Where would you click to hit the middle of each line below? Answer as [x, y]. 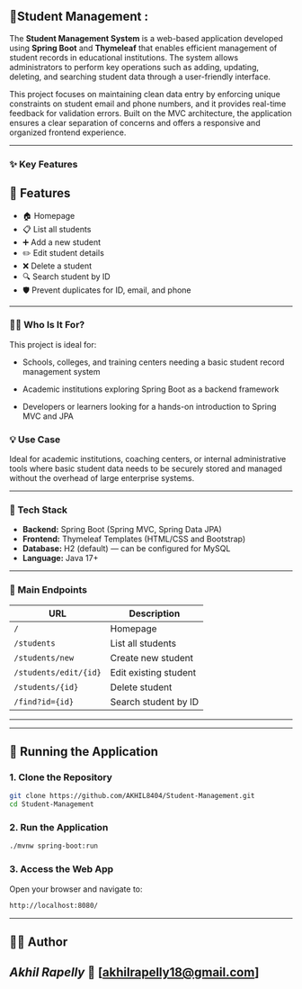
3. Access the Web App [62, 869]
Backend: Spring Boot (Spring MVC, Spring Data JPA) [122, 530]
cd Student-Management [52, 804]
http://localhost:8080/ [54, 905]
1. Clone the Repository [61, 777]
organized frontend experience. [68, 132]
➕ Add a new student [62, 242]
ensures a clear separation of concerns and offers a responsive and [135, 122]
